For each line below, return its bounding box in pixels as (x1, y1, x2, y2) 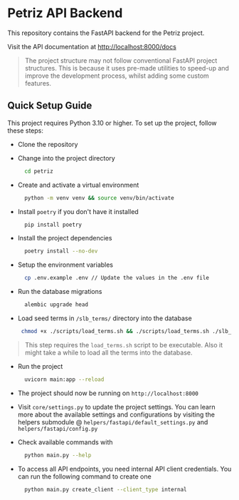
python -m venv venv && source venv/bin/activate (24, 194, 174, 201)
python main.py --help (24, 451, 92, 459)
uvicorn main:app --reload (24, 376, 105, 383)
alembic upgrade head (24, 301, 89, 308)
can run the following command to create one (17, 472, 152, 481)
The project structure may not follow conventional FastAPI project (24, 56, 218, 65)
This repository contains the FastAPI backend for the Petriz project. (7, 29, 205, 37)
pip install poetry (24, 221, 82, 228)
